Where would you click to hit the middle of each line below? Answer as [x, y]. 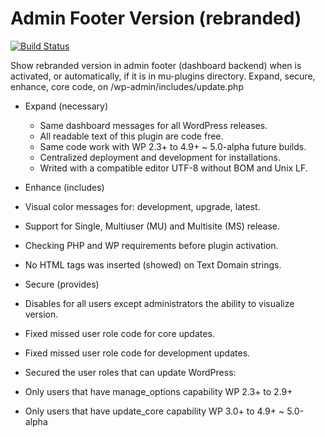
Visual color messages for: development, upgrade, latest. [142, 206]
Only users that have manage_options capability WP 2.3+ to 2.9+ [158, 391]
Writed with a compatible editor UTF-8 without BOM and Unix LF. [173, 168]
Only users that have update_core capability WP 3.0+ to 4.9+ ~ [154, 411]
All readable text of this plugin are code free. [131, 136]
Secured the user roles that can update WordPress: [130, 372]
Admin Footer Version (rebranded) [156, 18]
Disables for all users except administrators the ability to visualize [159, 303]
